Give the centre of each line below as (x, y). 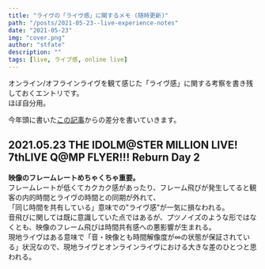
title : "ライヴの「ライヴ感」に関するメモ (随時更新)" (88, 15)
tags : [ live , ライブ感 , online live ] (68, 60)
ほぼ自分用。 (29, 103)
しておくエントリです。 (46, 93)
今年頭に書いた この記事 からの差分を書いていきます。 (95, 119)
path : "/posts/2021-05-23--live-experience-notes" (93, 23)
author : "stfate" (37, 45)
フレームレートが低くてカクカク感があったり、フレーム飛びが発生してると (129, 188)
